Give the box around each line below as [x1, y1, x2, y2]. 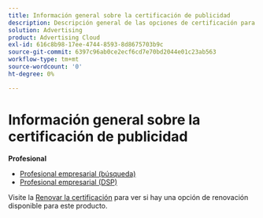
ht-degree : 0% [8, 70, 55, 78]
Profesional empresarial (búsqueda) [19, 168, 136, 178]
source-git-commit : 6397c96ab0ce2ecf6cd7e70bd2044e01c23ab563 [8, 48, 217, 56]
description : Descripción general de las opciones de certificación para [8, 19, 256, 27]
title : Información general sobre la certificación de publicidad [8, 11, 231, 20]
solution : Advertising [8, 26, 83, 34]
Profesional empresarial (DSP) [19, 177, 118, 187]
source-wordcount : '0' [8, 63, 83, 71]
